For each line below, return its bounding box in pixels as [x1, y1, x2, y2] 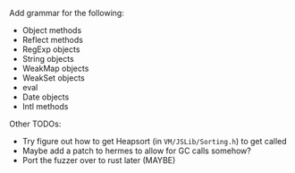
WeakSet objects [21, 73, 85, 83]
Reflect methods [21, 35, 83, 45]
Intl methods [21, 101, 69, 111]
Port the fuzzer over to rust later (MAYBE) [21, 155, 176, 165]
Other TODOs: [9, 118, 62, 129]
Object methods [21, 25, 82, 35]
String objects [21, 54, 74, 64]
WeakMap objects [21, 63, 89, 74]
